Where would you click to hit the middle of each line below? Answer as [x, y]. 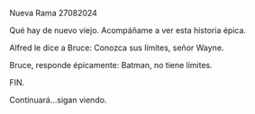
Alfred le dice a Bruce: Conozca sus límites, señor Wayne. [117, 48]
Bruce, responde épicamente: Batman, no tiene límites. [111, 65]
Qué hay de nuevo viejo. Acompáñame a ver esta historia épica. [127, 30]
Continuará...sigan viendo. [58, 100]
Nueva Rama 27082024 [53, 13]
